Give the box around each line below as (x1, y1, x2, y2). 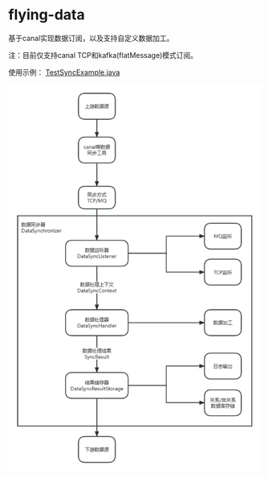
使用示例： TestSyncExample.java (8, 67, 120, 77)
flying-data (8, 6, 86, 24)
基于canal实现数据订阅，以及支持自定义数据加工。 (8, 33, 174, 43)
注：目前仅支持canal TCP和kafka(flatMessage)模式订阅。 (8, 50, 198, 60)
